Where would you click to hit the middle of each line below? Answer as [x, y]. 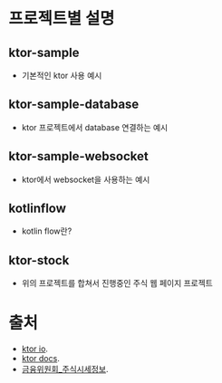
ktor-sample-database [74, 105]
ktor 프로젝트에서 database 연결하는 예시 [95, 127]
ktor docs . [40, 359]
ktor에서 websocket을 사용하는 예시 [86, 179]
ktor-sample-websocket [78, 156]
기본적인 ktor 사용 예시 [62, 75]
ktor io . [35, 349]
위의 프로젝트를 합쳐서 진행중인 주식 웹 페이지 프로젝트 [117, 283]
